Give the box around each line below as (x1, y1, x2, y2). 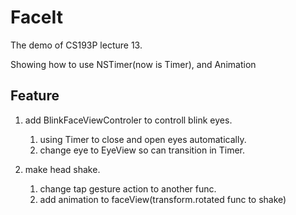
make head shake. (24, 163, 101, 175)
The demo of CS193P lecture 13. (10, 39, 143, 51)
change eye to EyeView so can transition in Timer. (39, 144, 246, 156)
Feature (10, 87, 60, 105)
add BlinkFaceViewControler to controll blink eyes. (24, 114, 233, 126)
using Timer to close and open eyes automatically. (39, 133, 247, 145)
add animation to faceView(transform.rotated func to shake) (39, 193, 287, 205)
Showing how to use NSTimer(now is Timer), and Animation (10, 58, 257, 70)
